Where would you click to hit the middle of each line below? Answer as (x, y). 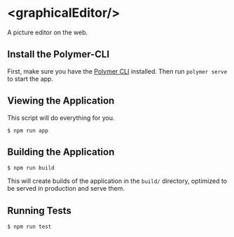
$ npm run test (29, 227)
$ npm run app (28, 130)
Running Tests (39, 211)
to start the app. (30, 79)
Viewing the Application (61, 101)
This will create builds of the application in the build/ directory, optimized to (117, 181)
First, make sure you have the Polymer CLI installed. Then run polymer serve (117, 71)
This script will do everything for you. (61, 118)
